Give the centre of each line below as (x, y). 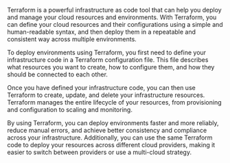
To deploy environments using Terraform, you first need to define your (107, 52)
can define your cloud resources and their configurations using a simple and (115, 24)
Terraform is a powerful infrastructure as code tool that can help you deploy (114, 10)
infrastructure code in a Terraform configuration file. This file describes (108, 60)
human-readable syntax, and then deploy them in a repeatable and (102, 32)
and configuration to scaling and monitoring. (70, 110)
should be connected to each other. (58, 74)
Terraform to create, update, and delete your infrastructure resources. (106, 95)
